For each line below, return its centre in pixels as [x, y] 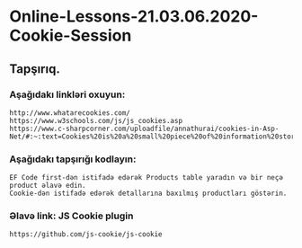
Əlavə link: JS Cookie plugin [71, 216]
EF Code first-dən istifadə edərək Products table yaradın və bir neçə [146, 178]
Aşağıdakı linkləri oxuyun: [67, 94]
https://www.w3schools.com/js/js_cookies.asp [96, 120]
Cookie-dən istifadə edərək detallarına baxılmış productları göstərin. [148, 194]
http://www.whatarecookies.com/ [70, 113]
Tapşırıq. [35, 69]
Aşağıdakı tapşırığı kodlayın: [73, 159]
